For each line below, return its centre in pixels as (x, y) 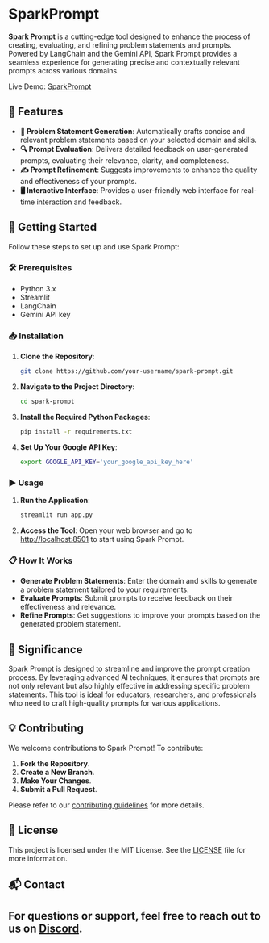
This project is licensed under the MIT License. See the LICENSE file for (127, 849)
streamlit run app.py (56, 515)
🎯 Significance (46, 650)
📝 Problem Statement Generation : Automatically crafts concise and (132, 131)
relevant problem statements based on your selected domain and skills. (138, 140)
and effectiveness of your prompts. (78, 181)
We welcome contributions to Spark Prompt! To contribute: (106, 748)
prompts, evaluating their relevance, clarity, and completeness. (124, 160)
